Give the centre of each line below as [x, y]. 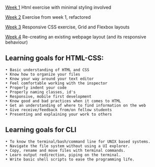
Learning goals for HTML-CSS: [54, 58]
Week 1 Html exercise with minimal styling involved [58, 7]
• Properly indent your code [36, 88]
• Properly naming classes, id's [41, 92]
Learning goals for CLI [41, 130]
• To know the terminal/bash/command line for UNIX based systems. [78, 142]
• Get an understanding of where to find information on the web [75, 105]
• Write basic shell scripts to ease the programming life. [70, 159]
